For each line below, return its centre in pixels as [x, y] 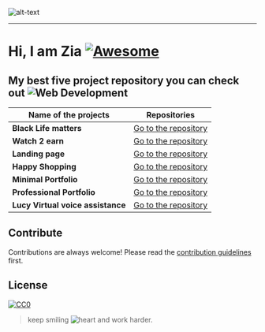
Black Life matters [47, 128]
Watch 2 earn [38, 141]
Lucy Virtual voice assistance [69, 205]
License [28, 285]
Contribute [35, 233]
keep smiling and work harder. [90, 319]
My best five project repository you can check [124, 80]
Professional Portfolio [54, 192]
